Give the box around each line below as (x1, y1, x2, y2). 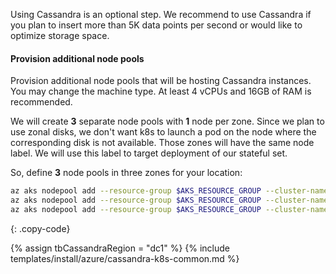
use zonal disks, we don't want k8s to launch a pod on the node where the (10, 126, 317, 138)
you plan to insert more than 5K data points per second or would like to (10, 19, 303, 31)
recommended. (10, 96, 73, 108)
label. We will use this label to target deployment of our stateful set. (10, 147, 288, 159)
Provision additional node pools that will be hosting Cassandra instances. (10, 75, 312, 87)
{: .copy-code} (10, 222, 71, 234)
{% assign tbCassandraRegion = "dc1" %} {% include (10, 242, 231, 254)
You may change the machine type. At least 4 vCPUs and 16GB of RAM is (10, 85, 312, 98)
